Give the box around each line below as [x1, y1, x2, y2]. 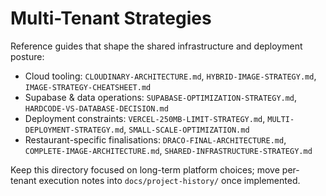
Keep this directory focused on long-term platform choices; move [10, 163, 280, 176]
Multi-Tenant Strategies [10, 7, 212, 30]
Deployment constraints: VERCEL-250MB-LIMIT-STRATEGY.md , [24, 112, 266, 124]
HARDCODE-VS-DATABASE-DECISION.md [24, 103, 169, 114]
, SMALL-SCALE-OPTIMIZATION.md [123, 123, 250, 135]
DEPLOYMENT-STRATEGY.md [24, 125, 125, 135]
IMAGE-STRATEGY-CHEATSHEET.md [24, 82, 152, 92]
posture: [10, 50, 45, 62]
